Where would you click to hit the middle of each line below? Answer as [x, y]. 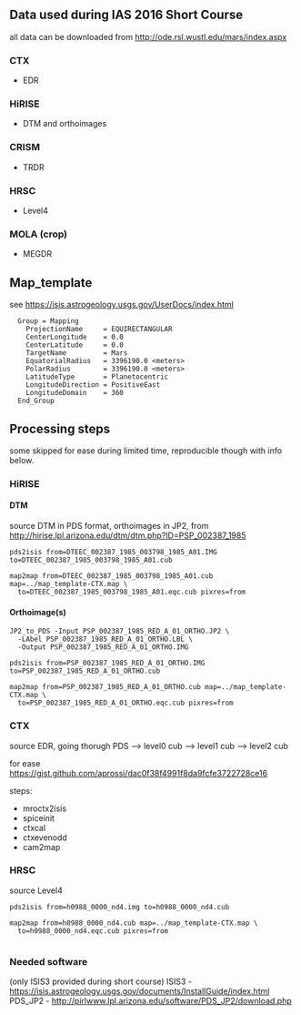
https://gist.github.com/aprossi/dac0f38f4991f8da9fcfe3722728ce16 [139, 773]
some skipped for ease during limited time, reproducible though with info [146, 451]
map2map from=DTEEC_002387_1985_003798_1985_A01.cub [111, 576]
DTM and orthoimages [65, 124]
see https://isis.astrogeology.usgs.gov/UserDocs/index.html [122, 305]
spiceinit [38, 817]
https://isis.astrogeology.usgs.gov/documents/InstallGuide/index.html [140, 991]
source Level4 [36, 890]
